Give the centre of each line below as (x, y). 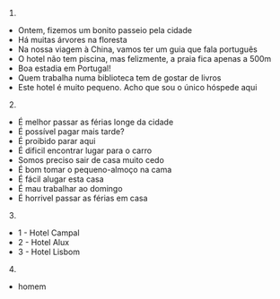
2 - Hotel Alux (44, 242)
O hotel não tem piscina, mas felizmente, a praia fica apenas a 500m (144, 59)
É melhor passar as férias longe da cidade (96, 122)
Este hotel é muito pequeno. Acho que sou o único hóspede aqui (137, 87)
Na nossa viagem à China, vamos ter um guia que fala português (137, 49)
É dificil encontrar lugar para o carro (85, 150)
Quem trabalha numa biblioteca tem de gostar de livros (119, 78)
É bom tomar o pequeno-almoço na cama (95, 170)
